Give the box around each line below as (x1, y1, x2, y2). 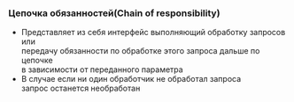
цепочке (20, 55, 54, 66)
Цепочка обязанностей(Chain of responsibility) (8, 7, 220, 19)
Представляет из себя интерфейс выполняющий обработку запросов (20, 27, 286, 38)
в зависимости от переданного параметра (20, 64, 183, 75)
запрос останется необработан (20, 83, 141, 94)
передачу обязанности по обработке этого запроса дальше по (20, 46, 260, 56)
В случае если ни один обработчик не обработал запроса (20, 74, 242, 84)
